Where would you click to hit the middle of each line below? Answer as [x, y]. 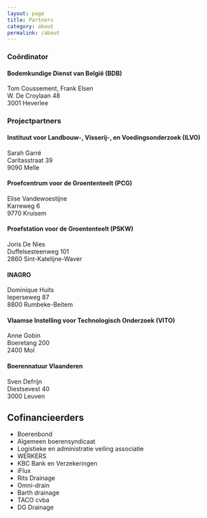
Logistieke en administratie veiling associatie [80, 449]
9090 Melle [23, 167]
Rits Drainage [36, 478]
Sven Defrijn [25, 381]
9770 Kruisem [27, 213]
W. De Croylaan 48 [34, 96]
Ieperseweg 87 [28, 298]
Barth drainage [38, 493]
